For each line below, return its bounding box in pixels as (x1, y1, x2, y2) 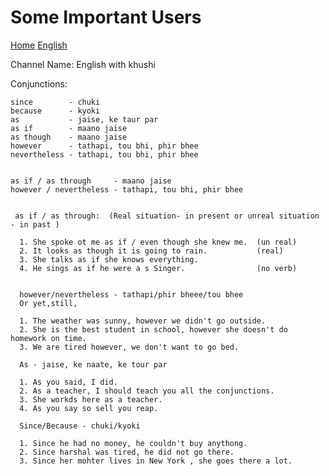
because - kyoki (10, 106, 101, 116)
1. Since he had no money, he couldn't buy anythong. (19, 438, 248, 448)
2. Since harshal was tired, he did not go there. (19, 447, 235, 457)
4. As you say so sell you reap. (19, 403, 159, 413)
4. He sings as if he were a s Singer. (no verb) (19, 263, 298, 273)
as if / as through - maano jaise (10, 176, 172, 186)
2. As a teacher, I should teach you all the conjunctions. (19, 386, 275, 396)
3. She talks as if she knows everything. (19, 254, 199, 265)
